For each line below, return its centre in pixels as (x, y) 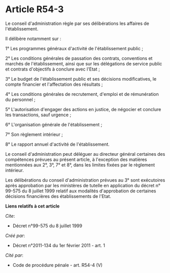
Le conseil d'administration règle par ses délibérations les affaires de (77, 23)
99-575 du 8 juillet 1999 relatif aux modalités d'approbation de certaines (81, 191)
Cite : (10, 216)
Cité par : (14, 255)
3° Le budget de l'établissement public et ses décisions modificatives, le (81, 79)
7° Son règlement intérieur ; (34, 134)
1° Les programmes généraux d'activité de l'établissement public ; (74, 48)
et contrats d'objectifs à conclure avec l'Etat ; (53, 69)
